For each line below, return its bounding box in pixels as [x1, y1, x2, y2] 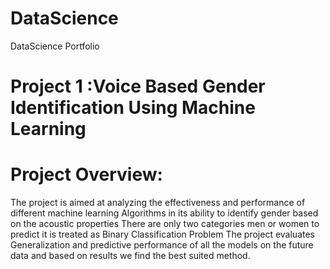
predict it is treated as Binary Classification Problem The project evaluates [10, 228, 315, 241]
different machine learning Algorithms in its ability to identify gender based [10, 207, 319, 219]
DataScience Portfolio [10, 40, 100, 52]
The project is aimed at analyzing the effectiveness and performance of [10, 197, 306, 209]
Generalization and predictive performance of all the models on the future [10, 239, 314, 251]
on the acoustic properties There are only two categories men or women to [10, 218, 320, 230]
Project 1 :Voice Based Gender [10, 75, 266, 98]
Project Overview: [10, 163, 163, 186]
